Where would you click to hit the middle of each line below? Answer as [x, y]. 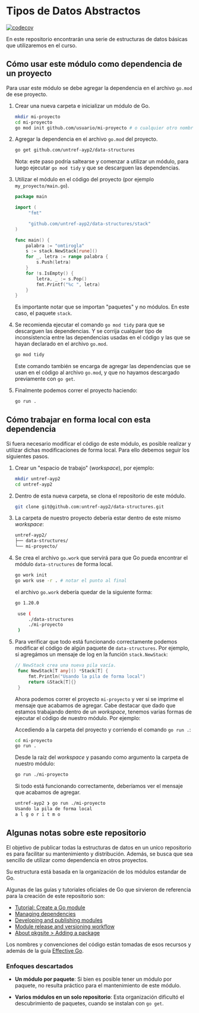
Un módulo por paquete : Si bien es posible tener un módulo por [93, 979]
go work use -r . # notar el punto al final [71, 580]
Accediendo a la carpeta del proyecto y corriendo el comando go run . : [103, 730]
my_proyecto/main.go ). [42, 186]
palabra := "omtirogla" [55, 246]
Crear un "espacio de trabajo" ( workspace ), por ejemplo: [84, 468]
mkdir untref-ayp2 [37, 478]
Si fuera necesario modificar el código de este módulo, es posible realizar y [99, 443]
